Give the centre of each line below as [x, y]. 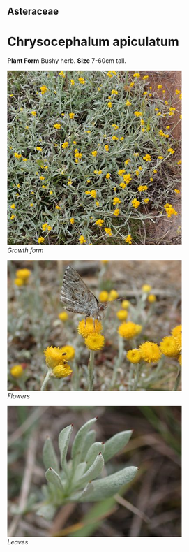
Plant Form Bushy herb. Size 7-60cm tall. [67, 61]
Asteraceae [33, 12]
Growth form [25, 250]
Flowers [18, 396]
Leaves [18, 542]
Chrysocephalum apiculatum [93, 42]
